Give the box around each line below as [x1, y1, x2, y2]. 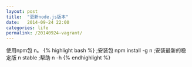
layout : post [6, 8, 38, 15]
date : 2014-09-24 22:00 [6, 19, 69, 25]
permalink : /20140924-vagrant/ [6, 30, 83, 36]
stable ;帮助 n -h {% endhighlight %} [22, 54, 111, 61]
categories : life [6, 24, 49, 31]
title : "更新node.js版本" [6, 14, 69, 20]
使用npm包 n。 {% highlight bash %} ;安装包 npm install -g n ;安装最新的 [6, 47, 181, 54]
